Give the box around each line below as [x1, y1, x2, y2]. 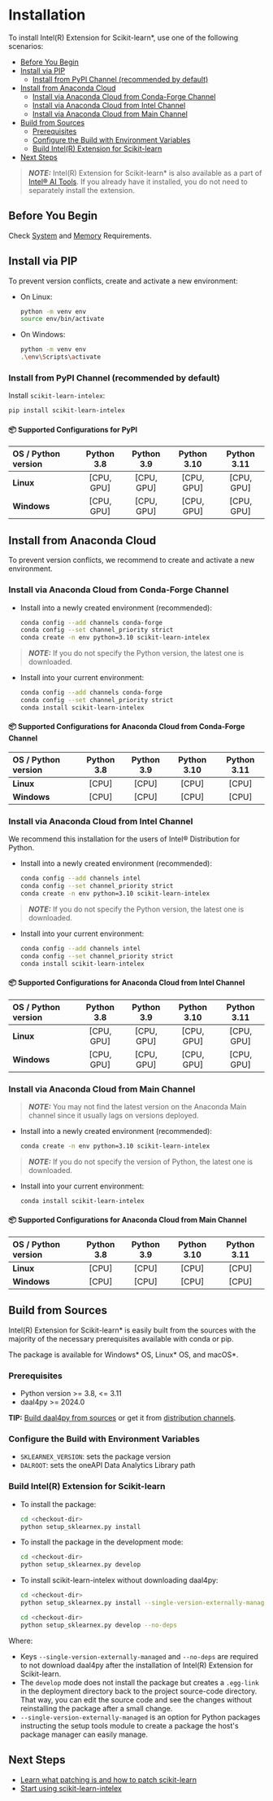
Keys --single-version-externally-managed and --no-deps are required [19, 1651, 258, 1661]
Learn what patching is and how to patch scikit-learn [19, 1774, 197, 1785]
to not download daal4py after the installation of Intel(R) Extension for [19, 1660, 253, 1670]
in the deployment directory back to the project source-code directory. [19, 1686, 258, 1696]
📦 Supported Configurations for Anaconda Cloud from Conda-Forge [8, 722, 245, 731]
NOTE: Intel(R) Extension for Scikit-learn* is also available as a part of [28, 168, 262, 178]
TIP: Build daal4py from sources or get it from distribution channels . [8, 1413, 236, 1423]
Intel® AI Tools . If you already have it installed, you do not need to [28, 177, 248, 187]
